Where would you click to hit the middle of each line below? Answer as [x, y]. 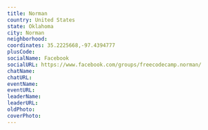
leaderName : [24, 97]
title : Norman [28, 13]
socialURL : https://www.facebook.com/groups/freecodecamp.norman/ [104, 65]
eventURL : [21, 90]
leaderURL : [23, 103]
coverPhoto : [24, 116]
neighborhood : [28, 39]
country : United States [41, 20]
